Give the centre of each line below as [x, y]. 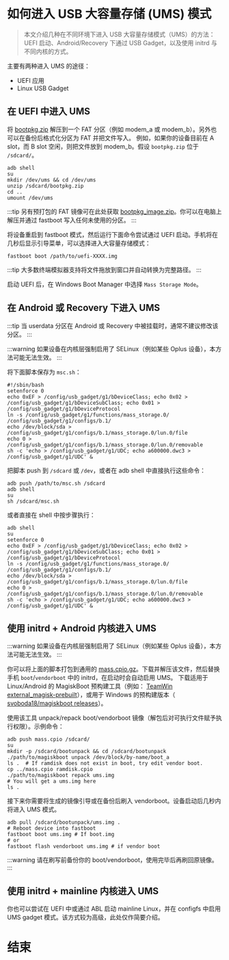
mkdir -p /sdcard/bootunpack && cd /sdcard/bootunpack [87, 751]
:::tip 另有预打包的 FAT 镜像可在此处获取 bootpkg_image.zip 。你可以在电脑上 [114, 211]
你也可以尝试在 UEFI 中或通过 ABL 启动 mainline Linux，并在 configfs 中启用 [114, 909]
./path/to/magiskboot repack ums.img [61, 775]
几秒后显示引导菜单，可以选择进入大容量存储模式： [79, 243]
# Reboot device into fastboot [52, 829]
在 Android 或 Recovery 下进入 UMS [84, 308]
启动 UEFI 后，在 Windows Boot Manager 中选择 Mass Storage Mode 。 [105, 284]
